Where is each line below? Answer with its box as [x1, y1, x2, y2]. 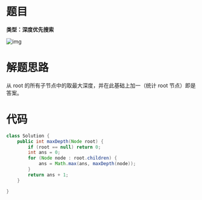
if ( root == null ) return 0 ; [28, 144, 101, 150]
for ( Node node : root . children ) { [28, 155, 118, 162]
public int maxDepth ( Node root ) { [17, 138, 104, 144]
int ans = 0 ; [28, 150, 61, 156]
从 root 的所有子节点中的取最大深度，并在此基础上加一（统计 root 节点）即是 [6, 82, 196, 89]
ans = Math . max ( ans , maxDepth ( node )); [38, 161, 136, 167]
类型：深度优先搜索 [6, 26, 54, 33]
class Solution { [6, 133, 50, 139]
